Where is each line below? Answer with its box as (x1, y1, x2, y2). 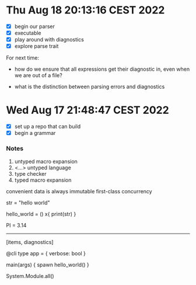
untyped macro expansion (14, 158, 78, 165)
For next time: (6, 54, 40, 61)
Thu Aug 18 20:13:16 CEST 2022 (6, 4, 165, 17)
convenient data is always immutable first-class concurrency (6, 187, 153, 194)
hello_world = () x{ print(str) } (6, 210, 76, 217)
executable (14, 30, 42, 36)
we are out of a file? (14, 72, 62, 79)
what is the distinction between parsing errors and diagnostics (14, 83, 165, 91)
